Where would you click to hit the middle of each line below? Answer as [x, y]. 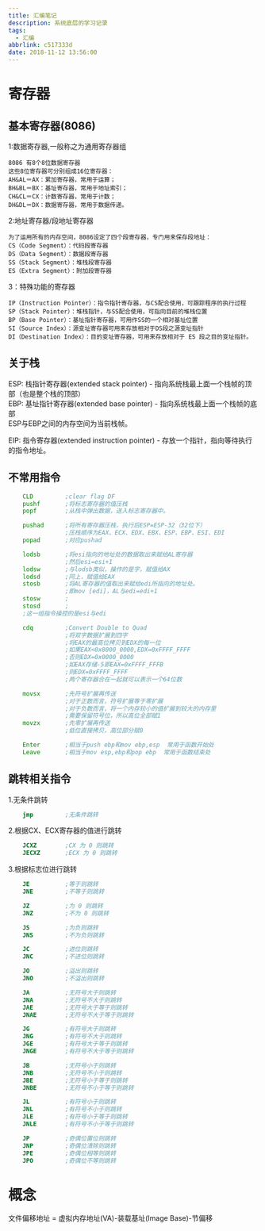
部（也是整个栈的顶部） [46, 393]
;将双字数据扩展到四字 [96, 635]
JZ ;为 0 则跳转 [63, 906]
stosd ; [46, 606]
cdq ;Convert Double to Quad [85, 627]
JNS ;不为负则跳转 [63, 935]
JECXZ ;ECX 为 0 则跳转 [70, 853]
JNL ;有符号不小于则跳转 [72, 1110]
